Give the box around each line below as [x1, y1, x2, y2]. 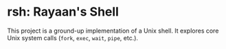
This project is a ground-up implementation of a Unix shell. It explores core [7, 27, 219, 35]
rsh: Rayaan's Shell [7, 4, 119, 20]
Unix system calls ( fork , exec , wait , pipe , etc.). [7, 33, 139, 42]
